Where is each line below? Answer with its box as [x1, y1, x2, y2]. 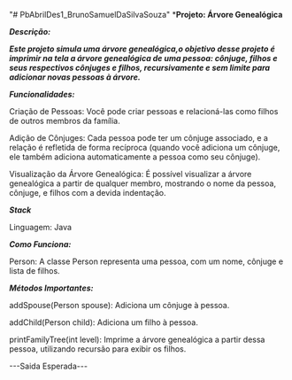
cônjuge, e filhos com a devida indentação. [9, 188, 166, 198]
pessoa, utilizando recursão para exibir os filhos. [9, 344, 187, 354]
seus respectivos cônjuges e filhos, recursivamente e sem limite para [9, 63, 271, 73]
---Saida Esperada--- [9, 361, 88, 371]
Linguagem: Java [9, 222, 73, 232]
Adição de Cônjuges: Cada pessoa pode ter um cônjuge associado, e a [9, 133, 268, 143]
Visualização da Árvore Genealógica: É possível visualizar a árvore [9, 169, 252, 179]
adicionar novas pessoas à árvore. [9, 72, 142, 82]
